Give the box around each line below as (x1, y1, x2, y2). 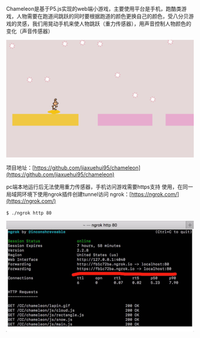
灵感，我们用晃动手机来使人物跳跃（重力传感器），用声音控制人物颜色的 (16, 20, 192, 27)
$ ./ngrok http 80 (6, 210, 52, 216)
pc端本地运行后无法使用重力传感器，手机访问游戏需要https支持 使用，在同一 (6, 183, 193, 190)
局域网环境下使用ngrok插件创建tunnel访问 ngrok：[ (6, 190, 132, 198)
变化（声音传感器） (6, 27, 54, 35)
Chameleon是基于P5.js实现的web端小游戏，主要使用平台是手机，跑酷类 (6, 5, 182, 12)
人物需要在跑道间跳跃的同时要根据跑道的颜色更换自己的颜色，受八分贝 (16, 13, 189, 20)
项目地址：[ (6, 164, 35, 171)
